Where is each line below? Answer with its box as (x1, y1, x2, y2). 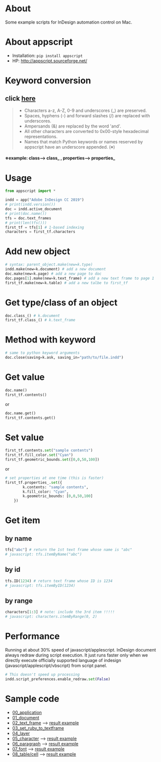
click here (5, 94, 36, 103)
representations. (24, 133, 58, 139)
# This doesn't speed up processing (5, 672, 80, 677)
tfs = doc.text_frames (5, 215, 51, 221)
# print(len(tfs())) (5, 220, 47, 225)
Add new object (5, 246, 70, 257)
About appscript (5, 36, 73, 48)
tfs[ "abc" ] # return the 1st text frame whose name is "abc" (5, 548, 133, 552)
